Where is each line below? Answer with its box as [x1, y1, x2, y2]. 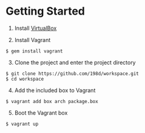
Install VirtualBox [14, 24, 57, 32]
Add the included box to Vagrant [14, 87, 96, 94]
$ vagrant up [5, 121, 39, 127]
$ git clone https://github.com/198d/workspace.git [5, 70, 139, 77]
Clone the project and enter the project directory [14, 59, 136, 66]
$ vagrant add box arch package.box [5, 98, 98, 104]
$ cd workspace [5, 76, 44, 82]
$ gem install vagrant [5, 48, 63, 54]
